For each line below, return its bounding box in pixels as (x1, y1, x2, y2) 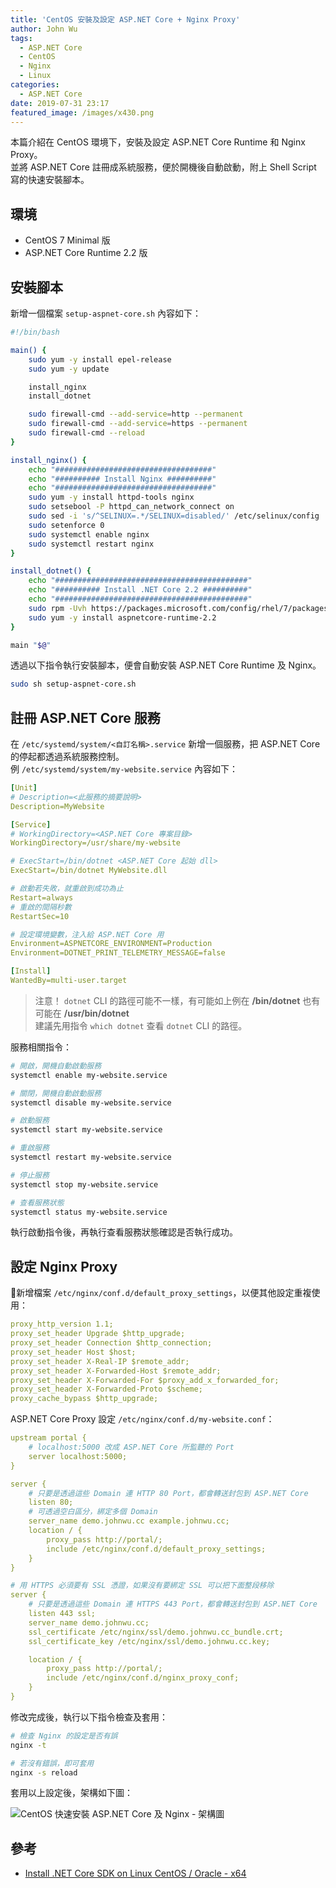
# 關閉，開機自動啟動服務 (10, 1088, 102, 1098)
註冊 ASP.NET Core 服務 (10, 709, 161, 726)
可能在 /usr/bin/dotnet (34, 1007, 130, 1019)
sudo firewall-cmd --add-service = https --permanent (28, 419, 248, 429)
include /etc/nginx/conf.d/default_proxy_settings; (46, 1544, 267, 1554)
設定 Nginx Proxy (10, 1258, 118, 1275)
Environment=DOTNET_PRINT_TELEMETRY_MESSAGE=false (10, 948, 226, 958)
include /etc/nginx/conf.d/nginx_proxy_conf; (46, 1673, 240, 1683)
